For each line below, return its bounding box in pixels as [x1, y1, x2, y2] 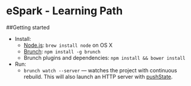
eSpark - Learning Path [6, 4, 123, 18]
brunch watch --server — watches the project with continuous [23, 66, 177, 74]
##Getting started [6, 24, 50, 31]
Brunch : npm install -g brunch [23, 47, 101, 55]
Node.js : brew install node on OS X [23, 42, 113, 49]
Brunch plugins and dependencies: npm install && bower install [23, 54, 186, 61]
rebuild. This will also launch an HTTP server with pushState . [23, 73, 173, 80]
